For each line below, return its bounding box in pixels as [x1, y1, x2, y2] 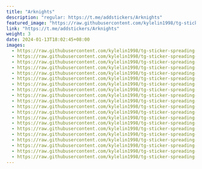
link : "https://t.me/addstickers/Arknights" [6, 25, 120, 32]
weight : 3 [6, 31, 31, 37]
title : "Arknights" [6, 8, 55, 15]
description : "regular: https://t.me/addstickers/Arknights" [6, 14, 163, 20]
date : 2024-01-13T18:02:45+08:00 [6, 37, 90, 43]
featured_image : [6, 20, 47, 26]
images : [6, 43, 26, 49]
